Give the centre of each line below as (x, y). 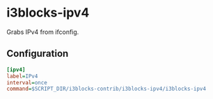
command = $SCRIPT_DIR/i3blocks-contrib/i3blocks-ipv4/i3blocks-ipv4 (106, 89)
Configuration (38, 54)
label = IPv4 (22, 76)
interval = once (27, 82)
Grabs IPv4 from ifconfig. (43, 32)
